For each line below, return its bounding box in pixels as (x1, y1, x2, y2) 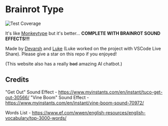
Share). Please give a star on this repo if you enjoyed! (5, 51, 117, 57)
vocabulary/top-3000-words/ (5, 115, 67, 121)
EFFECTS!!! (5, 36, 30, 42)
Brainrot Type (5, 4, 64, 15)
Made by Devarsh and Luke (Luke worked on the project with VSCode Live (5, 45, 161, 51)
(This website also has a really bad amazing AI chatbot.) (5, 60, 123, 67)
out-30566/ (5, 94, 29, 100)
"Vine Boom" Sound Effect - (30, 94, 89, 100)
